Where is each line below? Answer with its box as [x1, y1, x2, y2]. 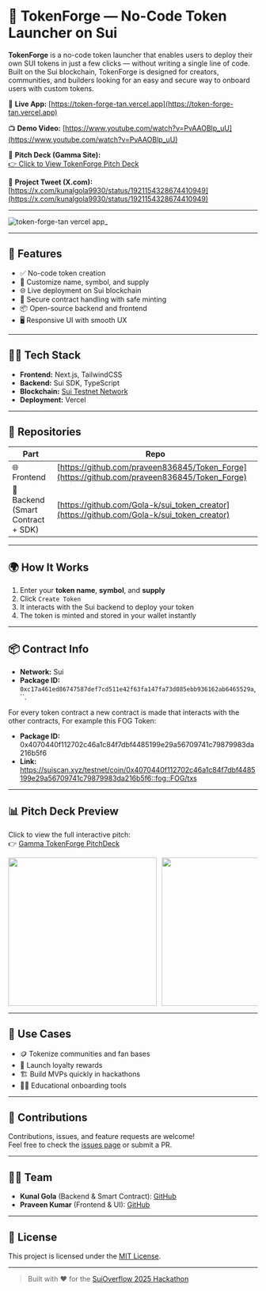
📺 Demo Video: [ [8, 123, 66, 133]
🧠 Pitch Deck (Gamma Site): [8, 150, 101, 159]
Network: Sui [19, 667, 64, 676]
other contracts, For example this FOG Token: [8, 716, 157, 725]
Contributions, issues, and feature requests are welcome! [8, 1132, 196, 1141]
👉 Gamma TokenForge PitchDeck [8, 838, 120, 848]
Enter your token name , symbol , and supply [19, 586, 165, 595]
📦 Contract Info [8, 642, 89, 655]
